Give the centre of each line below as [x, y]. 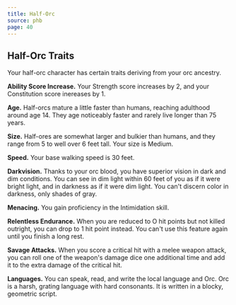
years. [17, 123]
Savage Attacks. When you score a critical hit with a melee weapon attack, [117, 250]
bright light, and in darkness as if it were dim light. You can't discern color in [118, 186]
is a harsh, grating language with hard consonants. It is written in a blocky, [116, 287]
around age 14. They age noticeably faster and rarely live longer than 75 [112, 115]
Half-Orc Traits [41, 56]
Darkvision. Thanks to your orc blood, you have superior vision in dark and [117, 171]
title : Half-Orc [31, 14]
